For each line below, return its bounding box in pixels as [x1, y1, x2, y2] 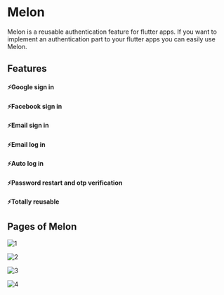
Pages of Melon [7, 221, 77, 232]
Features [7, 63, 47, 74]
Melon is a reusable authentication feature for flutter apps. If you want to [7, 27, 218, 36]
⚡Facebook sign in [7, 102, 62, 110]
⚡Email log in [7, 140, 46, 148]
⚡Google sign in [7, 82, 55, 91]
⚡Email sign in [7, 121, 49, 130]
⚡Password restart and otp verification [7, 178, 123, 187]
